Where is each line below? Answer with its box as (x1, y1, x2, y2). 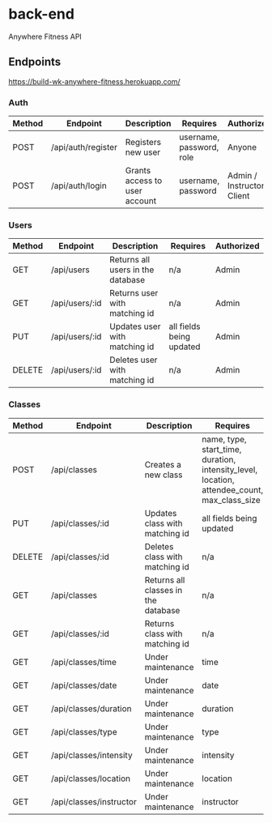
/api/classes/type (51, 726, 117, 737)
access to (125, 175, 163, 186)
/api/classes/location (51, 773, 131, 784)
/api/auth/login (51, 180, 107, 191)
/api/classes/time (51, 656, 117, 667)
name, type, (202, 433, 247, 445)
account (125, 195, 156, 207)
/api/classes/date (51, 680, 117, 691)
